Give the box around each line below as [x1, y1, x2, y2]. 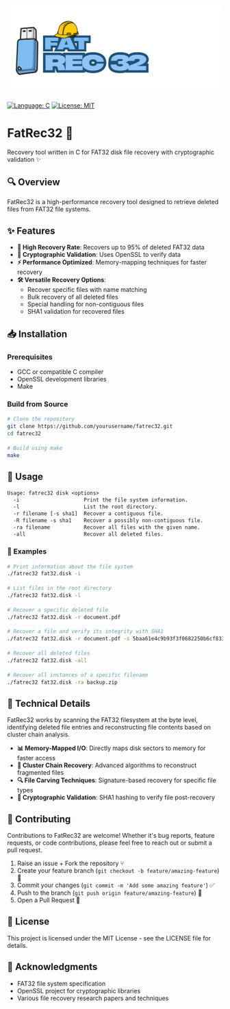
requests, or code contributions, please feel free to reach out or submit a [7, 838, 212, 847]
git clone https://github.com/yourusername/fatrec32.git [7, 423, 173, 430]
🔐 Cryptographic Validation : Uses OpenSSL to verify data [16, 251, 181, 259]
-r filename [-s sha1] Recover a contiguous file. [13, 510, 164, 517]
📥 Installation [7, 328, 68, 340]
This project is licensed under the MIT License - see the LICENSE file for [7, 934, 211, 942]
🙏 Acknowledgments [7, 961, 98, 973]
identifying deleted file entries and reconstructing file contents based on [7, 723, 211, 732]
